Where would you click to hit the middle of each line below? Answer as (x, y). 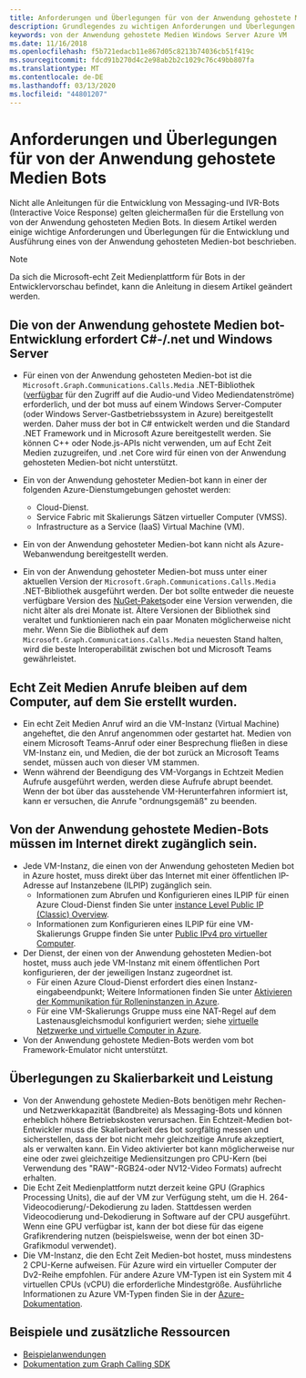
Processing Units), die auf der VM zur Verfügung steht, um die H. (145, 1197)
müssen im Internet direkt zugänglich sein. (133, 844)
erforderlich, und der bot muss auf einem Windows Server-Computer (152, 404)
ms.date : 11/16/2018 (49, 43)
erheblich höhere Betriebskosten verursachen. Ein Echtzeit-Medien (148, 1119)
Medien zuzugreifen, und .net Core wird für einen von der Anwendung (154, 453)
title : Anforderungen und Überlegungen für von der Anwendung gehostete (150, 18)
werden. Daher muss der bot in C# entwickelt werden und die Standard (156, 424)
